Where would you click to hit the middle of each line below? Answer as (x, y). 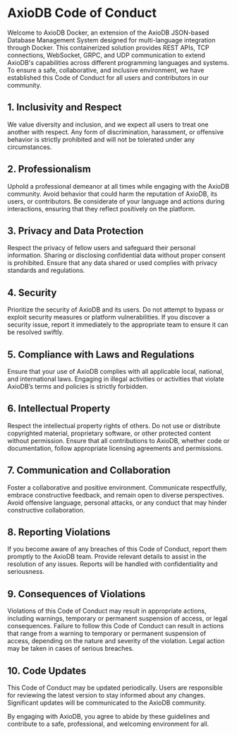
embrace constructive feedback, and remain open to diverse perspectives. (116, 495)
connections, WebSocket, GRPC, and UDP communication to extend (107, 55)
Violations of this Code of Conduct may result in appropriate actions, (107, 611)
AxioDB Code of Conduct (82, 13)
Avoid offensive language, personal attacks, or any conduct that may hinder (117, 502)
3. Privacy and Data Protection (75, 231)
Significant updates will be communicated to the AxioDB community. (107, 703)
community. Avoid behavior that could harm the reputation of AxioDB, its (112, 194)
